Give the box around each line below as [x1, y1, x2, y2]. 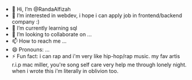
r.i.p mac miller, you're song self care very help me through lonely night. [11, 61, 187, 68]
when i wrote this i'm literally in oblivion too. [11, 68, 119, 74]
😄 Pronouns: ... [11, 46, 50, 53]
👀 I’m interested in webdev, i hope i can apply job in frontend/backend [11, 12, 183, 19]
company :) [11, 18, 40, 25]
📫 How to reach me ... [11, 37, 67, 44]
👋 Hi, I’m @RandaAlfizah [11, 6, 71, 12]
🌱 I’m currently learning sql [11, 24, 78, 31]
